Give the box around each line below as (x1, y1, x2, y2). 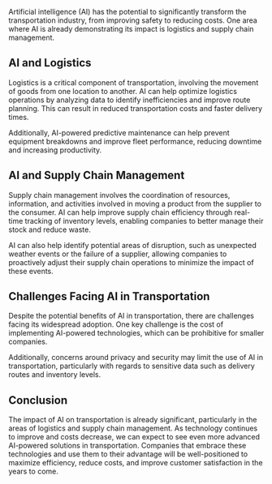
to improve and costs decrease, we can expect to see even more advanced (8, 432, 260, 442)
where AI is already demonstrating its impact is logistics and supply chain (8, 24, 254, 33)
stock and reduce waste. (8, 225, 91, 234)
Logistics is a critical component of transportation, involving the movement (8, 77, 259, 88)
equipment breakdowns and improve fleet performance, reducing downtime (8, 136, 262, 146)
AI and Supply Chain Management (8, 169, 185, 182)
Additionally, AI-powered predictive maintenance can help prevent (8, 127, 230, 137)
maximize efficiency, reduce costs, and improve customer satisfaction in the (8, 458, 263, 468)
